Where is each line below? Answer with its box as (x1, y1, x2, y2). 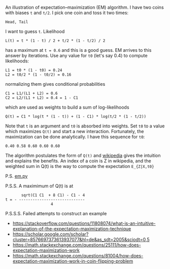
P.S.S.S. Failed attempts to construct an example (5, 211, 107, 216)
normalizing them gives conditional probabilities (5, 81, 106, 87)
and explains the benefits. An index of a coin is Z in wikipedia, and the (5, 158, 151, 164)
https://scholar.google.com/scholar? (12, 231, 89, 237)
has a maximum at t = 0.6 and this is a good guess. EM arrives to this (5, 47, 152, 53)
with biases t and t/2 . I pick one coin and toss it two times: (5, 10, 128, 16)
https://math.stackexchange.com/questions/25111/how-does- (12, 242, 141, 248)
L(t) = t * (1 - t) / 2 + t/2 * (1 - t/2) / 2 (5, 38, 106, 43)
